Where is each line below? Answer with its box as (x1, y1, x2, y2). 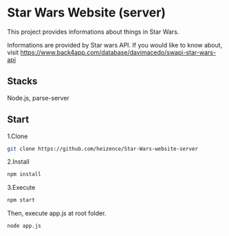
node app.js (7, 222, 41, 230)
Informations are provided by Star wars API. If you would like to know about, (7, 41, 223, 49)
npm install (7, 171, 41, 178)
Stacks (7, 76, 38, 87)
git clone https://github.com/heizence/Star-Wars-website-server (7, 145, 198, 152)
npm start (7, 197, 36, 204)
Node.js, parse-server (7, 94, 70, 102)
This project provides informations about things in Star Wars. (7, 28, 179, 36)
